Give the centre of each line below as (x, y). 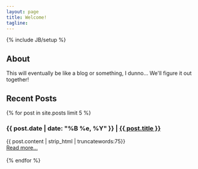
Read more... (22, 148)
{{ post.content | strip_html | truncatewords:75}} (66, 141)
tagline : (17, 23)
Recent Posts (32, 99)
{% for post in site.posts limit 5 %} (49, 113)
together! (17, 80)
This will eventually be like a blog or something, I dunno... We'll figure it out (99, 73)
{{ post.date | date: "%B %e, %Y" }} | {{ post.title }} (84, 128)
